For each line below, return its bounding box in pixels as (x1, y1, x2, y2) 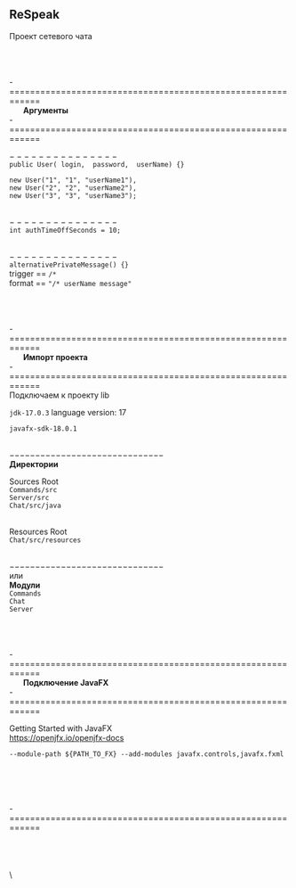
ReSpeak (9, 7, 60, 22)
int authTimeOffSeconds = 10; (9, 226, 122, 234)
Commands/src (9, 485, 58, 494)
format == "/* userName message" (9, 277, 132, 288)
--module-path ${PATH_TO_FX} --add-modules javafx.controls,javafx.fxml (9, 749, 284, 759)
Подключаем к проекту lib (9, 390, 109, 400)
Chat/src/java (9, 501, 62, 510)
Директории (9, 458, 59, 469)
